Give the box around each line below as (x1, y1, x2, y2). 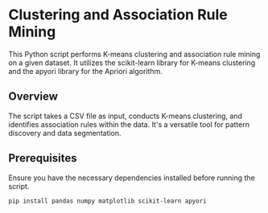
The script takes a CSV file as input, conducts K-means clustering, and (8, 111, 243, 121)
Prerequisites (8, 151, 77, 166)
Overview (8, 90, 59, 104)
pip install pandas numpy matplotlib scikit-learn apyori (8, 197, 207, 205)
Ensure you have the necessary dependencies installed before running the (8, 173, 255, 182)
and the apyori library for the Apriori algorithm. (8, 66, 163, 76)
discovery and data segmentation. (8, 128, 122, 137)
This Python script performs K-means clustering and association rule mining (8, 49, 261, 59)
